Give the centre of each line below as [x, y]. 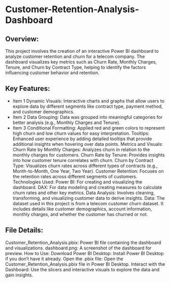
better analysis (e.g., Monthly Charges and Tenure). [66, 122]
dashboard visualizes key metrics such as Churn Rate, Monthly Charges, [81, 62]
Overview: [22, 39]
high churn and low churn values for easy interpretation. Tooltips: [81, 133]
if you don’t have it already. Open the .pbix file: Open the [64, 259]
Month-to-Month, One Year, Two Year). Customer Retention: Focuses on [88, 171]
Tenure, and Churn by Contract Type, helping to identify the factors [76, 67]
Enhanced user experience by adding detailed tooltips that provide [82, 139]
